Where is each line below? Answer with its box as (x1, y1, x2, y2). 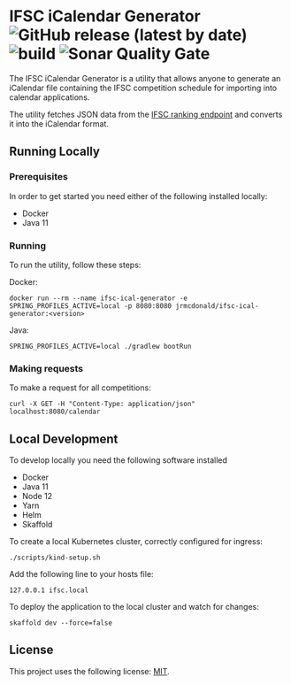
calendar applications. (9, 91, 90, 103)
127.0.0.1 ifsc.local (9, 586, 89, 595)
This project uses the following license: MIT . (9, 666, 170, 676)
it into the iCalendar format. (9, 118, 109, 129)
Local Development (9, 431, 119, 446)
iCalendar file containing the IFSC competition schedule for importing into (9, 82, 278, 93)
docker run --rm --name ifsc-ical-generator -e (9, 294, 188, 303)
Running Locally (9, 144, 100, 159)
